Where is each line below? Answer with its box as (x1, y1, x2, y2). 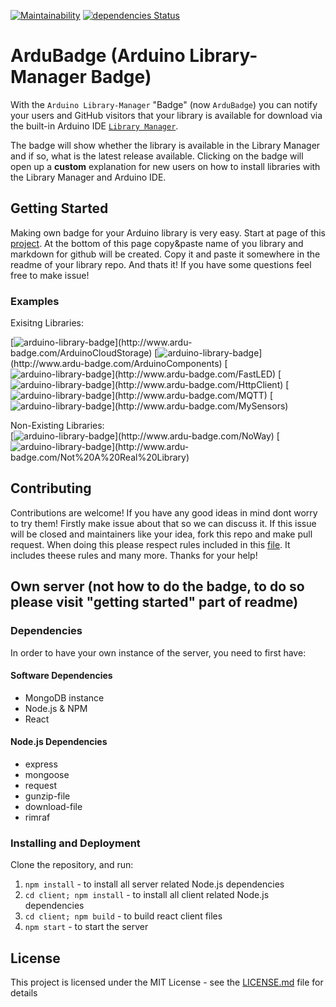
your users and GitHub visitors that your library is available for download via (10, 109, 323, 121)
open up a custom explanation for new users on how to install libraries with (10, 160, 321, 172)
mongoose (24, 768, 70, 780)
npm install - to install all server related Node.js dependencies (24, 878, 285, 890)
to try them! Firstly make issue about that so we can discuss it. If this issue (10, 517, 317, 529)
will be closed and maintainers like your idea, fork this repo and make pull (10, 528, 313, 540)
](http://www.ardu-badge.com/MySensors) (111, 400, 289, 412)
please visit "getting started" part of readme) (10, 594, 299, 611)
